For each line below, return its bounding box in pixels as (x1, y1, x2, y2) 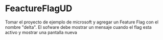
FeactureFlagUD (5, 3, 72, 14)
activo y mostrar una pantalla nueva (5, 29, 77, 35)
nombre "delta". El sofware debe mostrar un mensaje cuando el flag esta (5, 24, 152, 30)
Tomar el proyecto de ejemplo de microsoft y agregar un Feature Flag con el (5, 19, 159, 25)
